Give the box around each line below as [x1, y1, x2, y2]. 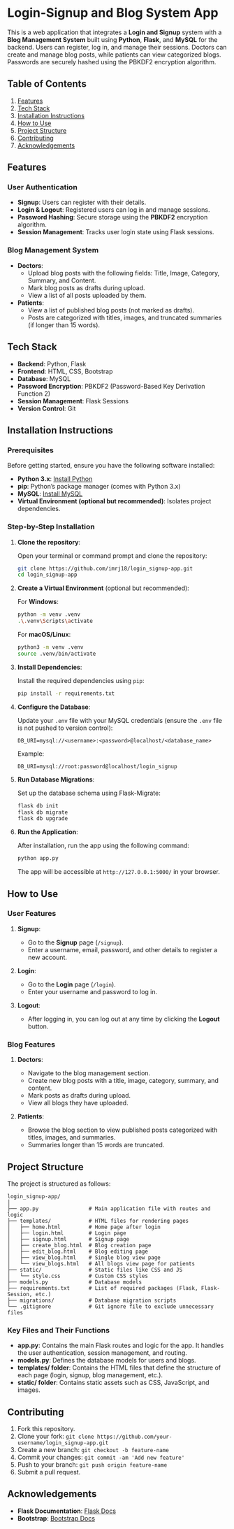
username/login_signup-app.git [17, 1440, 109, 1447]
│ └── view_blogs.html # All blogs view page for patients [7, 1260, 196, 1267]
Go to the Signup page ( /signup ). [27, 938, 124, 947]
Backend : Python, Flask [17, 359, 87, 368]
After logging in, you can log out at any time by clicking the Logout [27, 1014, 220, 1023]
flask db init [17, 802, 59, 809]
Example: [17, 749, 45, 758]
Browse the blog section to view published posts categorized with [27, 1126, 218, 1134]
